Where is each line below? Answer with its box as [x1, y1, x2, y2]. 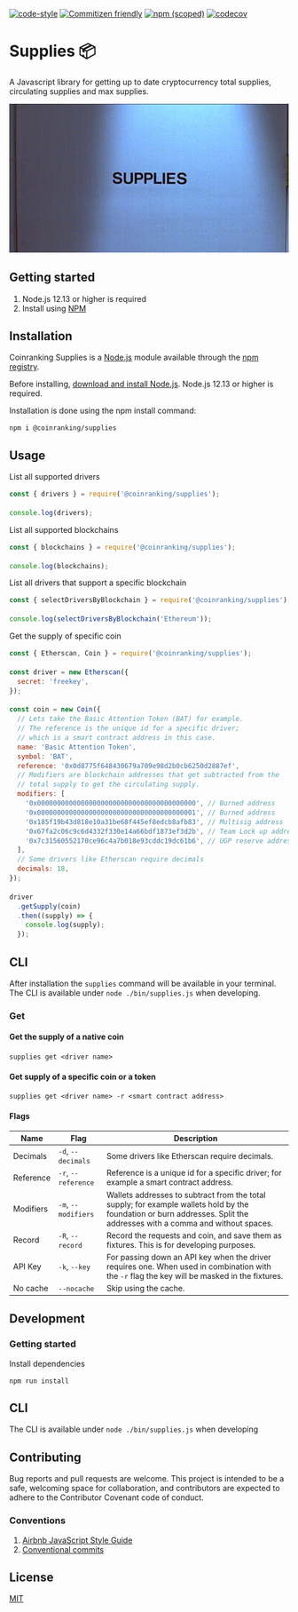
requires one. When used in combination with [106, 1261, 272, 1272]
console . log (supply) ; [25, 920, 105, 930]
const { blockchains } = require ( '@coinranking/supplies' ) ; [9, 543, 237, 552]
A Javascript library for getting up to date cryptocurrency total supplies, [9, 76, 272, 87]
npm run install [9, 1377, 69, 1386]
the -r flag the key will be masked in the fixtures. [106, 1271, 284, 1282]
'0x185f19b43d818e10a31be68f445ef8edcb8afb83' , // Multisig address [25, 817, 284, 826]
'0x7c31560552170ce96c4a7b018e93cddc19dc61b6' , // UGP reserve [25, 836, 264, 846]
